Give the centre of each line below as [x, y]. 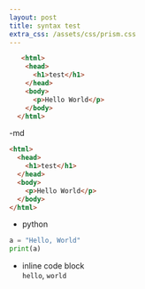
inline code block [53, 266]
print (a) [25, 249]
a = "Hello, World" [45, 241]
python [35, 224]
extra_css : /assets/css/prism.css [73, 34]
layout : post [33, 17]
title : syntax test [45, 26]
